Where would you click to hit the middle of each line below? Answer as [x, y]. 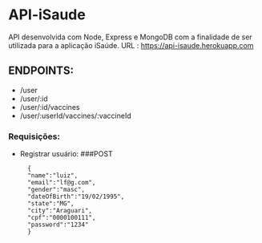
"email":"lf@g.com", [62, 183]
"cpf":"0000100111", [62, 218]
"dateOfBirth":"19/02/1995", [76, 197]
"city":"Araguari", [60, 211]
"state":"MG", [51, 204]
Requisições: [34, 136]
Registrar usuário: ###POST [67, 154]
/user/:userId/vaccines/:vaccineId [76, 115]
